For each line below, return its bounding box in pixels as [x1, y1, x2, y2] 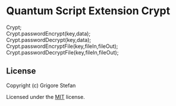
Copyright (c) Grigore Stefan [6, 82, 76, 89]
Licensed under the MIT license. [6, 93, 85, 100]
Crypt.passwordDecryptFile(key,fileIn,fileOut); [6, 49, 119, 56]
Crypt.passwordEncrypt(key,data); [6, 30, 91, 37]
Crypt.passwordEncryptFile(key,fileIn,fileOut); [6, 43, 118, 50]
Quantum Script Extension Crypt [6, 4, 171, 18]
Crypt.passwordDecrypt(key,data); [6, 36, 92, 43]
